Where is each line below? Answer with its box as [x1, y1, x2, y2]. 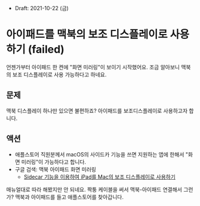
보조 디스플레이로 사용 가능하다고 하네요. [12, 70, 107, 78]
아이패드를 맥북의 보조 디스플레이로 [6, 28, 168, 41]
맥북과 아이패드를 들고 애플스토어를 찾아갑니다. [14, 193, 124, 201]
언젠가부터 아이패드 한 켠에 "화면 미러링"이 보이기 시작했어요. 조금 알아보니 [6, 63, 180, 70]
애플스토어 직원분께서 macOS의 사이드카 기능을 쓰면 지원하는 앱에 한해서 [14, 150, 184, 158]
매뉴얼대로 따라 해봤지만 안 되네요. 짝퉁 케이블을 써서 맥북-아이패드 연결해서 [6, 186, 182, 193]
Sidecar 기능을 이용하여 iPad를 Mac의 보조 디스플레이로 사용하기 [23, 173, 176, 180]
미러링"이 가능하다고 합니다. [21, 158, 87, 165]
